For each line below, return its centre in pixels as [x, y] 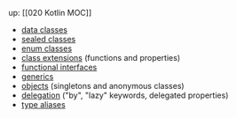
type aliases [43, 104]
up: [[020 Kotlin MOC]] [50, 13]
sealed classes [48, 39]
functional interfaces [59, 67]
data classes [44, 29]
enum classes [47, 48]
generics [37, 77]
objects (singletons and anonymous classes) [103, 86]
